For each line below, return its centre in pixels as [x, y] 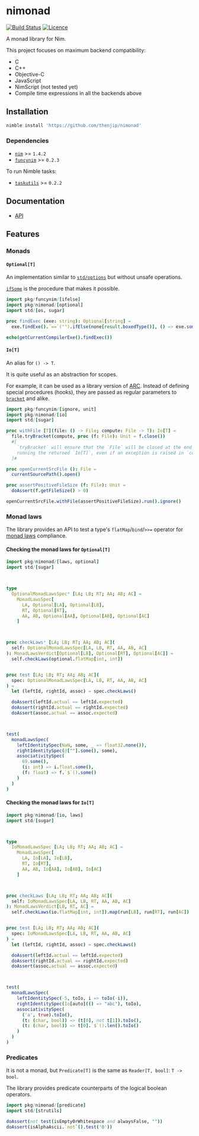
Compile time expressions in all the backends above [78, 93]
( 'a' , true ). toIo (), [47, 1015]
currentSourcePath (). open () [46, 475]
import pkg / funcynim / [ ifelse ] [44, 300]
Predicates [22, 1057]
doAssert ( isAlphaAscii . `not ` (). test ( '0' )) [59, 1127]
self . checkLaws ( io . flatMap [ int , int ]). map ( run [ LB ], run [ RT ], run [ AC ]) [100, 912]
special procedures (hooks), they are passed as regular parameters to [92, 392]
